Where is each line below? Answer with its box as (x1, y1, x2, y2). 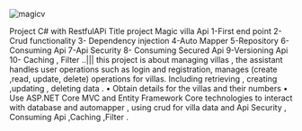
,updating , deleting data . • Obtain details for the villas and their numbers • (9, 83, 289, 93)
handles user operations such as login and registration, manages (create (9, 64, 278, 74)
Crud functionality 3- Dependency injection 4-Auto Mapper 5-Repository (9, 36, 279, 46)
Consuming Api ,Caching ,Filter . (9, 112, 129, 122)
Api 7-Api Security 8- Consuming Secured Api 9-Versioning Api (53, 45, 289, 56)
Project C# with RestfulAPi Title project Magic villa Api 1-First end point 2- (9, 26, 282, 36)
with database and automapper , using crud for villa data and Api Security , (9, 102, 287, 112)
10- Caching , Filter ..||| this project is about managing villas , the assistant (9, 55, 283, 65)
